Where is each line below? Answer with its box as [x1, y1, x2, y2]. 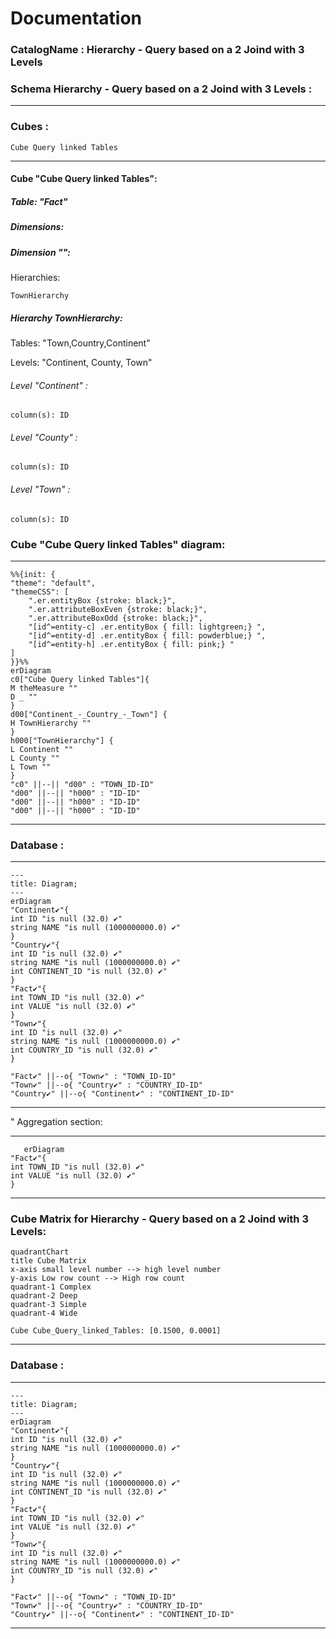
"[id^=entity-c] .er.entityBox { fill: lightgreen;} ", [28, 622, 267, 632]
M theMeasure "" [10, 683, 78, 693]
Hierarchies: [10, 272, 61, 284]
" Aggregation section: [10, 1116, 103, 1128]
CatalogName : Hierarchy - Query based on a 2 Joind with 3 [10, 43, 305, 57]
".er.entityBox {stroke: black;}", [28, 595, 177, 606]
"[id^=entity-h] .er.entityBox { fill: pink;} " [28, 639, 235, 649]
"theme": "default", [10, 578, 97, 588]
